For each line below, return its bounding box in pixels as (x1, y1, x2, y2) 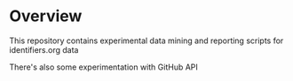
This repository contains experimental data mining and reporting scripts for (9, 35, 284, 46)
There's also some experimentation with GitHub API (9, 62, 198, 72)
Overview (9, 6, 83, 26)
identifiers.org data (9, 44, 79, 55)
